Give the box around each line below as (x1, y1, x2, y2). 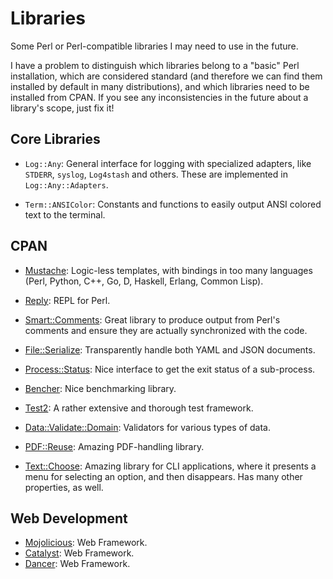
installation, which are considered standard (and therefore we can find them (10, 70, 323, 82)
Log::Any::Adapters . (24, 178, 109, 191)
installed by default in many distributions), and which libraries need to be (10, 80, 310, 92)
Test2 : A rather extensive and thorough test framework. (24, 402, 254, 414)
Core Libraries (10, 131, 101, 148)
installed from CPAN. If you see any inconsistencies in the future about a (10, 91, 309, 103)
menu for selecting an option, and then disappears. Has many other (24, 470, 303, 482)
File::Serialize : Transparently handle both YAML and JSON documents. (24, 343, 316, 356)
